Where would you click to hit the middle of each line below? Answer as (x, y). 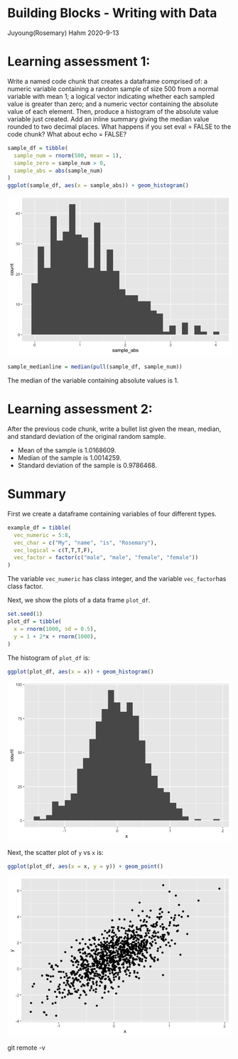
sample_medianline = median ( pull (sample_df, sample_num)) (95, 367)
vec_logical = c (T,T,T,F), (54, 550)
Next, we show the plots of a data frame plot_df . (79, 600)
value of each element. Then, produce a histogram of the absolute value (113, 111)
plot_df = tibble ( (34, 622)
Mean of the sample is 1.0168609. (67, 450)
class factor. (26, 586)
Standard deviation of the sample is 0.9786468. (87, 465)
